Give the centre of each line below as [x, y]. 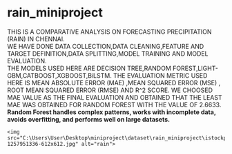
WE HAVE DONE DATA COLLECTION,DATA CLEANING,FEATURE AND [106, 46]
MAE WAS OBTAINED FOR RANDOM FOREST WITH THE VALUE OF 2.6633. [114, 104]
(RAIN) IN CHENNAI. [36, 38]
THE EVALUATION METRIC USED [160, 75]
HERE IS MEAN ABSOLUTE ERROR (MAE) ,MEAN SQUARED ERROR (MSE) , [114, 82]
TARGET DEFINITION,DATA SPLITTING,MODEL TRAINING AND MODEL [108, 54]
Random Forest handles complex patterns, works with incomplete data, [112, 112]
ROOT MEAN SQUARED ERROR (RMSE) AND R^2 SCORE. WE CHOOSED [110, 90]
